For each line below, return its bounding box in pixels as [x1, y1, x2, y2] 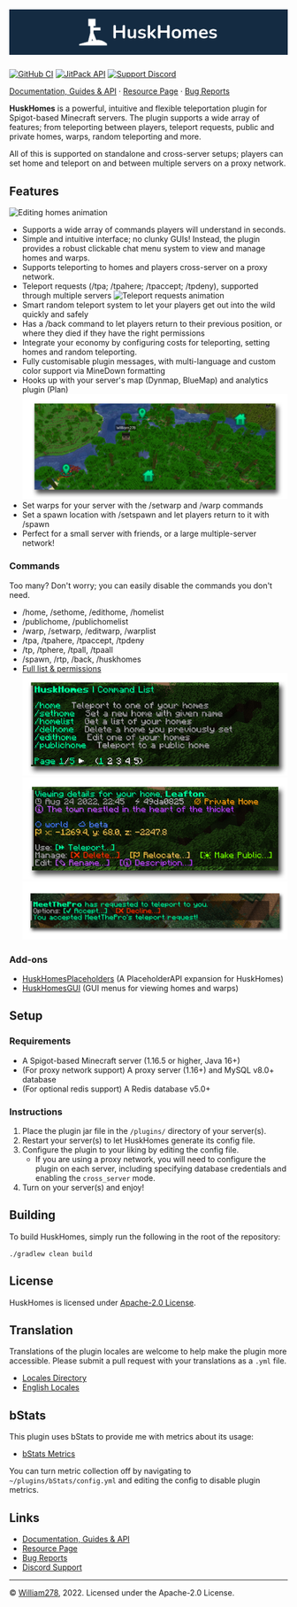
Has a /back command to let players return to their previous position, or [21, 319, 283, 330]
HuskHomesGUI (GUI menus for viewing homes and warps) [21, 983, 239, 994]
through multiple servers [21, 291, 112, 301]
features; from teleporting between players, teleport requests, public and [9, 122, 275, 133]
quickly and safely [21, 309, 89, 320]
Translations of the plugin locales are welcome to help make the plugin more [9, 1347, 287, 1357]
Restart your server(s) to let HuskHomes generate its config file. [21, 1135, 255, 1146]
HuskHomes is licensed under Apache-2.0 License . [9, 1297, 196, 1308]
